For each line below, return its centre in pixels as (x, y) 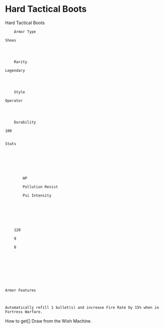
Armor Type (25, 32)
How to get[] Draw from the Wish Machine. (49, 321)
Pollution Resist (40, 187)
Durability (25, 122)
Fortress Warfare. (24, 312)
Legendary (15, 70)
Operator (14, 100)
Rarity (21, 62)
